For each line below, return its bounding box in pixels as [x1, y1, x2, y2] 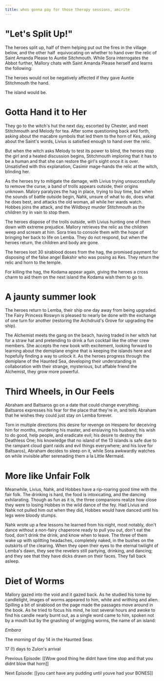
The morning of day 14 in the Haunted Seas [5, 636, 93, 642]
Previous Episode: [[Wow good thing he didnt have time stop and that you [5, 656, 153, 661]
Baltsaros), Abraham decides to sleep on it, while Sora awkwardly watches [5, 448, 155, 454]
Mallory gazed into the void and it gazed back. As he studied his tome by [5, 591, 151, 597]
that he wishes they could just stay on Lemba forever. [5, 412, 113, 418]
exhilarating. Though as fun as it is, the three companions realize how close [5, 497, 157, 503]
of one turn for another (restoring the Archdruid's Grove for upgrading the [5, 318, 154, 323]
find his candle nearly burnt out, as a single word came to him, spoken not [5, 613, 154, 618]
